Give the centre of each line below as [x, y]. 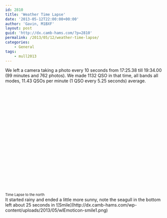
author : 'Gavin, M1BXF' [30, 24]
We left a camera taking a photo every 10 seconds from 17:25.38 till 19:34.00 [83, 70]
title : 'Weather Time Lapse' [35, 14]
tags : [11, 51]
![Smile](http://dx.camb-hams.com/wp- [96, 205]
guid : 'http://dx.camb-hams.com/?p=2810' [49, 33]
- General [24, 47]
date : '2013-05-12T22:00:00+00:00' [42, 19]
